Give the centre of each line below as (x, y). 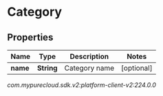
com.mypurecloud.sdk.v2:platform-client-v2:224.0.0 (82, 85)
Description (89, 57)
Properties (30, 37)
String (47, 68)
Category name (89, 68)
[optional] (137, 68)
